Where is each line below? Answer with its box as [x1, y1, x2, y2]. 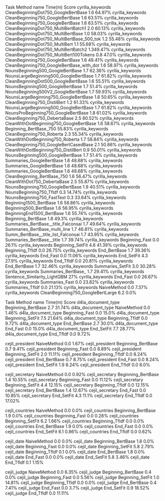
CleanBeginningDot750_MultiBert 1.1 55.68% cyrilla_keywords [5, 41, 131, 47]
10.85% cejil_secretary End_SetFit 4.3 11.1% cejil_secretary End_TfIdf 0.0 [5, 393, 153, 399]
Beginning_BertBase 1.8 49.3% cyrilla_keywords [5, 216, 103, 221]
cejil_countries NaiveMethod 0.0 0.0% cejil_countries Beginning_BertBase [5, 407, 156, 413]
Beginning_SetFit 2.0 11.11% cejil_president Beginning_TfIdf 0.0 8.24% [5, 351, 147, 357]
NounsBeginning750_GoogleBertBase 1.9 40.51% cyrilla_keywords [5, 184, 140, 190]
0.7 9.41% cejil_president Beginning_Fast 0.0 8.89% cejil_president [5, 346, 142, 352]
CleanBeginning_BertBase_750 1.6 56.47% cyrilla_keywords [5, 174, 127, 179]
